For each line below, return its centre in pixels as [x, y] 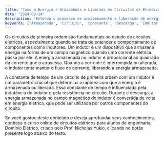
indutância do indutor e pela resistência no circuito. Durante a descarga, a [79, 93]
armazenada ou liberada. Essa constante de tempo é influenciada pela [76, 88]
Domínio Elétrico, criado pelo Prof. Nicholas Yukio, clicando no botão [74, 128]
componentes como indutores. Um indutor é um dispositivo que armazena [80, 47]
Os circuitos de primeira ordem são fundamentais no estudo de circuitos [78, 37]
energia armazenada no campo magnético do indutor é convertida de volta [80, 98]
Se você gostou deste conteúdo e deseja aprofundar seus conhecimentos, [80, 118]
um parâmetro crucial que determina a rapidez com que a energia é [73, 83]
